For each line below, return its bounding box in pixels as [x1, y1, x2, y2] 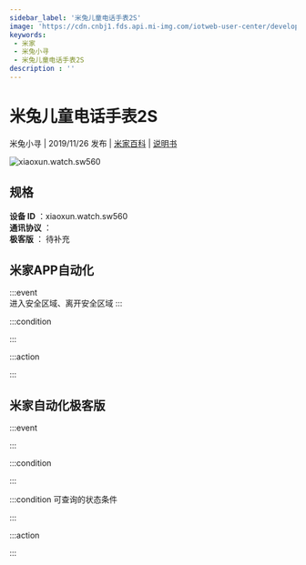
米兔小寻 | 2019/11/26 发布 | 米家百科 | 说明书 [9, 137, 178, 148]
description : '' [9, 65, 76, 74]
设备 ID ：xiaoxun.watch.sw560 [9, 210, 128, 221]
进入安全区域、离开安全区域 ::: [9, 298, 123, 309]
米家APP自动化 [9, 263, 94, 278]
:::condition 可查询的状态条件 [9, 494, 118, 505]
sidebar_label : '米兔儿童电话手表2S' [9, 13, 142, 23]
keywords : [9, 30, 47, 39]
